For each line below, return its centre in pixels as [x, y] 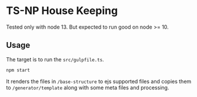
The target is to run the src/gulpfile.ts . [55, 59]
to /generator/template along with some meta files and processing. [88, 87]
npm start [18, 70]
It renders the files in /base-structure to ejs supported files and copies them [99, 81]
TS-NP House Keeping [62, 11]
